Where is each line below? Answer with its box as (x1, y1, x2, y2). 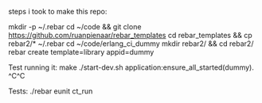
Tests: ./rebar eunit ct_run (8, 86, 93, 96)
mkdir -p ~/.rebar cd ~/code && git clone (8, 22, 142, 31)
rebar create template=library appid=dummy (8, 48, 154, 56)
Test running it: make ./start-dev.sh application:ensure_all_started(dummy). (8, 63, 255, 72)
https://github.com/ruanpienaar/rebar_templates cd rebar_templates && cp (8, 31, 252, 40)
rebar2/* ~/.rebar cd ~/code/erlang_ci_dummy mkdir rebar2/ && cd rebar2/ (8, 39, 254, 48)
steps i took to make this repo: (8, 7, 108, 16)
